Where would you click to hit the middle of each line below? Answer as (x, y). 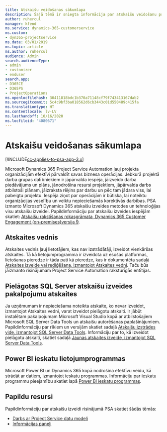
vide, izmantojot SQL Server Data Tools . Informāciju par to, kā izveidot (77, 332)
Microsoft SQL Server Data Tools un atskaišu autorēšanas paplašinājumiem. (83, 322)
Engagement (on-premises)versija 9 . (42, 221)
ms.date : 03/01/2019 (27, 42)
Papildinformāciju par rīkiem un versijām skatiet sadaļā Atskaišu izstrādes (80, 327)
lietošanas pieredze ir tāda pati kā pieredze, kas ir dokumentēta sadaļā (78, 260)
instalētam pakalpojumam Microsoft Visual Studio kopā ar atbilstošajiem (79, 317)
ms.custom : (16, 33)
